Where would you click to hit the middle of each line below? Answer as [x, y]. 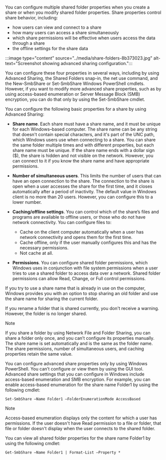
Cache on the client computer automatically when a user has [82, 232]
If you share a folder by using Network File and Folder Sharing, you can [78, 333]
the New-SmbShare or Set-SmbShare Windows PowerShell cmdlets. [75, 83]
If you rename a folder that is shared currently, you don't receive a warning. [82, 308]
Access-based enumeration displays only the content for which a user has [81, 418]
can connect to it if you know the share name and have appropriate [81, 161]
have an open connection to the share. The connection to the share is [83, 181]
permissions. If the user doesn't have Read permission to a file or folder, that [83, 423]
